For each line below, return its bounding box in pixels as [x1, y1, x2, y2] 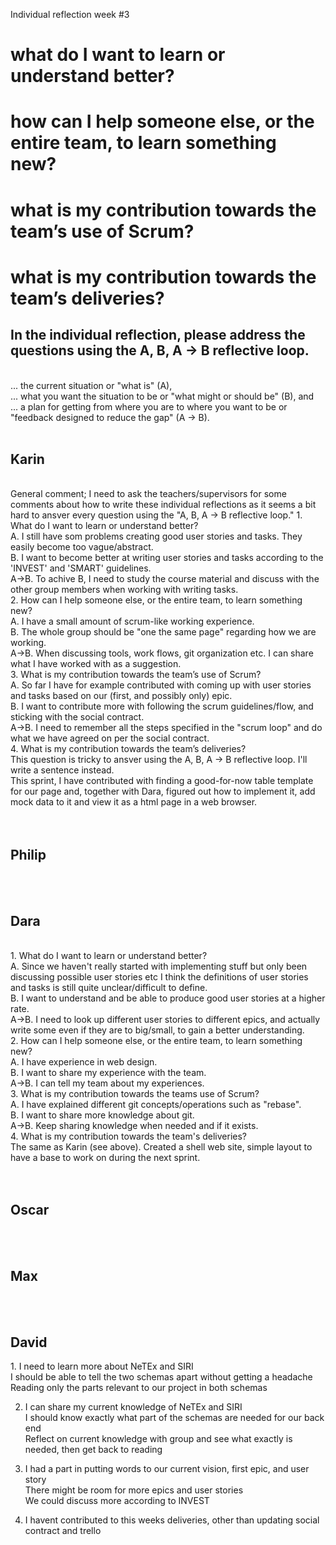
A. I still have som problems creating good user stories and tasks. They [10, 530, 303, 543]
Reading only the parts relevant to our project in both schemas [10, 1382, 268, 1394]
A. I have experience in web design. [10, 1056, 158, 1068]
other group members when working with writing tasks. [10, 584, 239, 596]
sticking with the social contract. [10, 711, 145, 723]
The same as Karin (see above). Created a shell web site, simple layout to [10, 1141, 313, 1153]
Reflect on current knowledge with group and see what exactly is [24, 1433, 293, 1445]
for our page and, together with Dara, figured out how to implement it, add [10, 785, 316, 798]
